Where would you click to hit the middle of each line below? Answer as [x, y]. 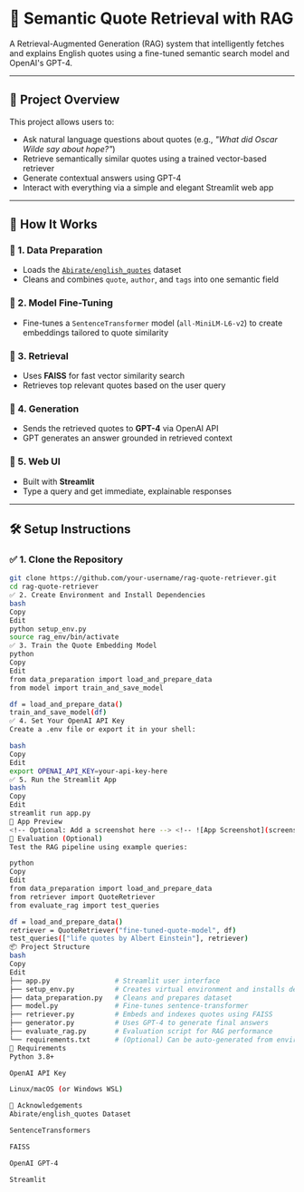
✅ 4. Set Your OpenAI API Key [67, 721]
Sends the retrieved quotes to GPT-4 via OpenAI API [120, 429]
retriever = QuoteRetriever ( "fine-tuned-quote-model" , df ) [123, 930]
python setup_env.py [48, 629]
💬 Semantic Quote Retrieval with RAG [152, 19]
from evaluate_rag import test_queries [85, 906]
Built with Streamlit [58, 481]
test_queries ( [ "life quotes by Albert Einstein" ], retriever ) [129, 939]
